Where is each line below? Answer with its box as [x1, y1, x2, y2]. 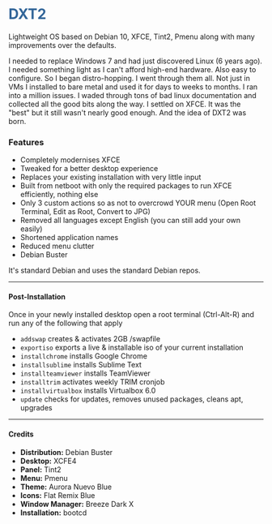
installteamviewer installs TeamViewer [19, 368, 151, 378]
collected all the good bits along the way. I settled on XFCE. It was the [8, 99, 241, 109]
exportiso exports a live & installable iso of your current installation [19, 342, 244, 353]
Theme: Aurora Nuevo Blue [19, 482, 113, 492]
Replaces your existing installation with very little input [19, 172, 202, 183]
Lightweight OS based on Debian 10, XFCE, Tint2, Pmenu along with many [8, 32, 255, 41]
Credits [8, 429, 34, 439]
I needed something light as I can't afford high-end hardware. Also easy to [8, 64, 257, 74]
